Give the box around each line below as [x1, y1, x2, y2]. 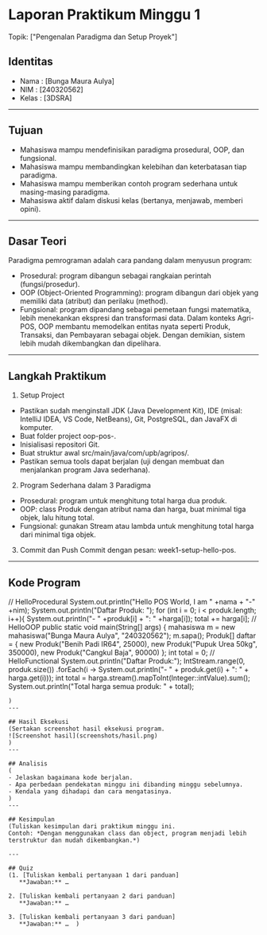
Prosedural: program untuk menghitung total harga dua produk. [19, 496, 228, 506]
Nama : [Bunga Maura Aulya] [19, 76, 115, 85]
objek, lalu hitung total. [19, 513, 95, 522]
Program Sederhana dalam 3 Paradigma [19, 480, 151, 491]
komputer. [19, 423, 53, 432]
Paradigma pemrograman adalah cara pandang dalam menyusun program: [8, 256, 253, 265]
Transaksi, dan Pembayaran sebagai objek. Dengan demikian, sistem [19, 331, 246, 340]
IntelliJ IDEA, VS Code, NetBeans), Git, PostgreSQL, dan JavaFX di [19, 414, 238, 424]
